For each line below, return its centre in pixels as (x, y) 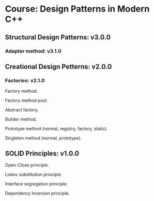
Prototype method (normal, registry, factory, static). (56, 129)
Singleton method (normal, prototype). (43, 138)
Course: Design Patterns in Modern (77, 9)
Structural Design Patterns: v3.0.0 (58, 37)
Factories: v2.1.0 (25, 80)
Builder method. (21, 119)
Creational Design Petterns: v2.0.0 (59, 67)
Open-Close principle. (27, 165)
